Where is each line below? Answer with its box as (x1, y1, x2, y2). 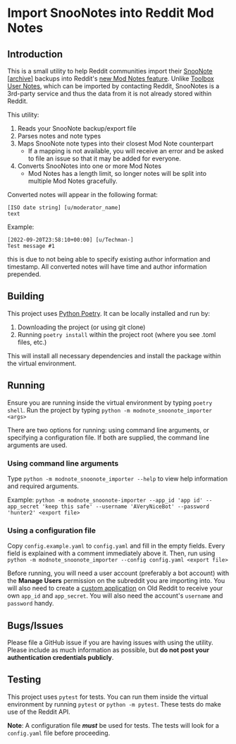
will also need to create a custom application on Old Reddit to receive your (7, 584, 223, 593)
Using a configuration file (7, 525, 97, 535)
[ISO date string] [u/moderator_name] (7, 204, 121, 211)
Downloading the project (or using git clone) (17, 323, 146, 331)
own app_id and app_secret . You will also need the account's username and (7, 591, 223, 600)
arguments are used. (7, 440, 68, 449)
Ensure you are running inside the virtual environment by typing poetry (7, 398, 213, 407)
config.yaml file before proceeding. (7, 728, 111, 737)
